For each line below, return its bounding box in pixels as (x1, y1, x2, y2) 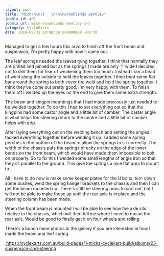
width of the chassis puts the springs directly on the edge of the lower (5, 145, 147, 151)
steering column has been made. (5, 196, 71, 202)
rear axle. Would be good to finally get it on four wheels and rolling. (5, 216, 141, 222)
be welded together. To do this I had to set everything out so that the (5, 104, 143, 110)
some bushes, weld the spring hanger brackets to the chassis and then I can (5, 180, 159, 186)
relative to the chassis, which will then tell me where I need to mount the (5, 211, 151, 216)
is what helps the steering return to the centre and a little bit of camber (5, 115, 148, 120)
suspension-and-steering (5, 246, 56, 251)
